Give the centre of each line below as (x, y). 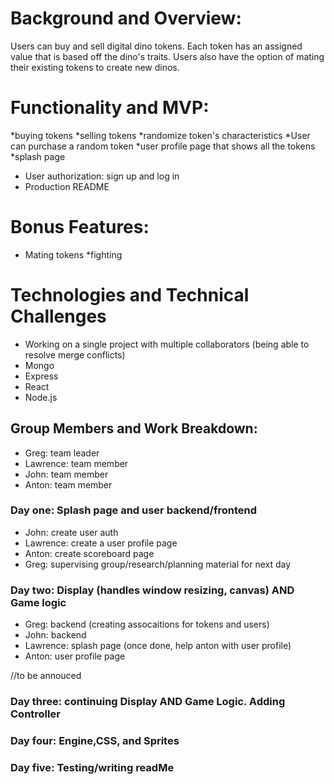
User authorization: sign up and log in (102, 176)
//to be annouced (46, 676)
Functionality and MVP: (110, 108)
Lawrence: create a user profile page (101, 543)
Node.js (41, 397)
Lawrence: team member (76, 463)
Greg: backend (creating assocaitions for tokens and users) (147, 624)
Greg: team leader (62, 453)
